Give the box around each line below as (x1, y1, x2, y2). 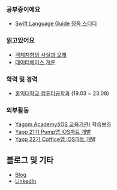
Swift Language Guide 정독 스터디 (14, 20, 97, 27)
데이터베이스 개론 (14, 59, 56, 66)
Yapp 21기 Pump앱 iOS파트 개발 (14, 128, 91, 136)
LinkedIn (14, 177, 37, 185)
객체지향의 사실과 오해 (14, 51, 67, 58)
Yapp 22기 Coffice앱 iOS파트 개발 (14, 136, 96, 143)
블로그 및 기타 (6, 155, 54, 165)
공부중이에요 (6, 5, 41, 13)
